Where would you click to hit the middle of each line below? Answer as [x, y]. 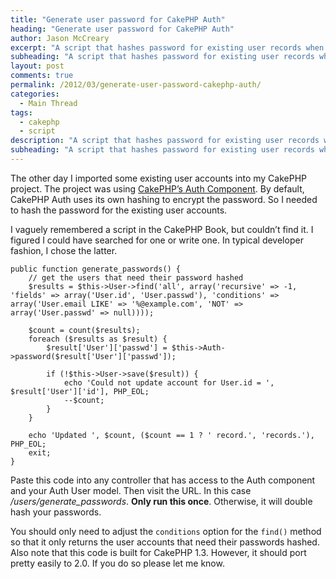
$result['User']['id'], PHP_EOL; [80, 391]
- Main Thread [48, 103]
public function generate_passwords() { [96, 269]
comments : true [42, 76]
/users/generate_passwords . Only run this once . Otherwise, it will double [161, 501]
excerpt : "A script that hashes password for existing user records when [167, 47]
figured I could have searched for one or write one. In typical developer [157, 240]
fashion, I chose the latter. [64, 250]
